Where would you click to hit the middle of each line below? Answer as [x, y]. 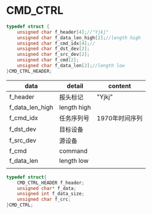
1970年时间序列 [120, 118]
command [74, 151]
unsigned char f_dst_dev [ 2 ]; [53, 49]
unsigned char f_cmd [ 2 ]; [48, 60]
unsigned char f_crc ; [44, 200]
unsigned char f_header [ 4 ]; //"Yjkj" [63, 32]
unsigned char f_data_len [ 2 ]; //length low [71, 66]
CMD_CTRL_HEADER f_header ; [51, 183]
